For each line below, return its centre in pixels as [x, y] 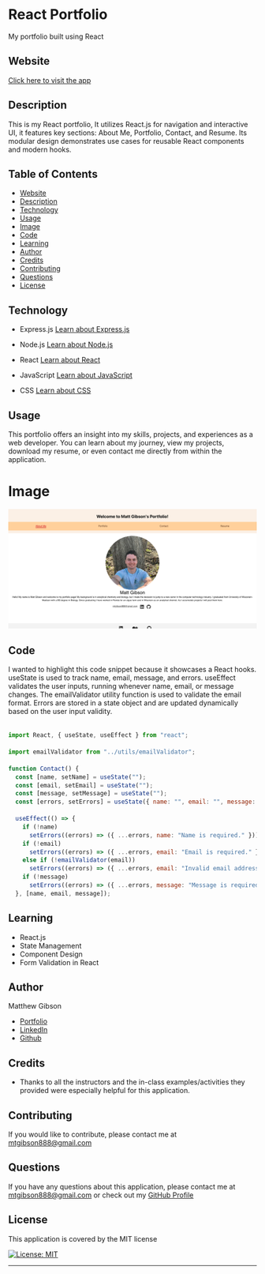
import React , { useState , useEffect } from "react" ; [99, 735]
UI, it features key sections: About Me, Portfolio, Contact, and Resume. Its [127, 133]
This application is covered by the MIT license [83, 1238]
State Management [50, 945]
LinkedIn [34, 1030]
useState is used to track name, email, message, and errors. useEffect [122, 678]
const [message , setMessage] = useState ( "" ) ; [91, 794]
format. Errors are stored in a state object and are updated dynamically [123, 703]
